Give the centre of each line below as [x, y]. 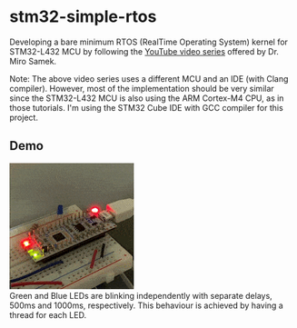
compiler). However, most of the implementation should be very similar [142, 88]
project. [24, 117]
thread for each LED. [48, 314]
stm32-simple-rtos [83, 17]
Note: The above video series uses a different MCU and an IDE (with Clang [149, 78]
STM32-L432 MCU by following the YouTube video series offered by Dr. [144, 51]
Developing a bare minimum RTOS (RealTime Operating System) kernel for [149, 42]
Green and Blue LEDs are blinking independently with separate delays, [141, 295]
